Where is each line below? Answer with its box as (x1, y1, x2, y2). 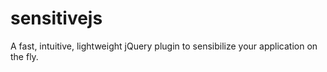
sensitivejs (10, 7, 103, 30)
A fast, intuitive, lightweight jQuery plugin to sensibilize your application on (10, 40, 318, 52)
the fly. (10, 50, 39, 62)
